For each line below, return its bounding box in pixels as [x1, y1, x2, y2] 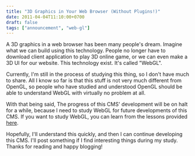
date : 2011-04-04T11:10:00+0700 [6, 14, 85, 20]
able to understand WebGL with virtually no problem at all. [6, 89, 146, 96]
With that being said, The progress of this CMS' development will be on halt [6, 100, 188, 108]
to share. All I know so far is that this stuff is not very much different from [6, 77, 182, 84]
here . [6, 119, 19, 126]
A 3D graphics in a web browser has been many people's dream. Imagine [6, 41, 183, 48]
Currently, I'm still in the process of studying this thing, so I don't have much [6, 71, 190, 78]
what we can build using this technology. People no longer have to [6, 47, 166, 54]
